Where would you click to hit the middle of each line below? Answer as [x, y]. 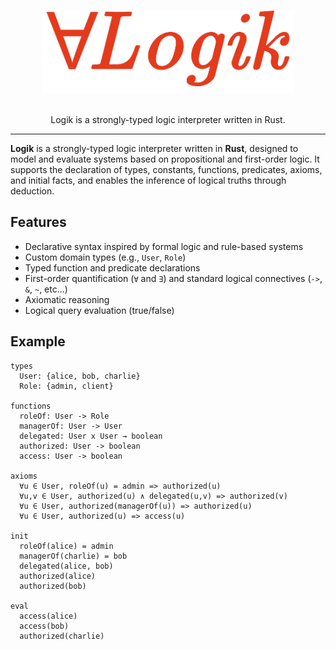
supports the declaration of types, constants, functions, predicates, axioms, [166, 170]
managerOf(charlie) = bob [73, 556]
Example [38, 341]
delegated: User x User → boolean [91, 436]
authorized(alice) [58, 576]
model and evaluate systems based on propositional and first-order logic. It [165, 159]
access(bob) [44, 626]
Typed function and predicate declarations [112, 267]
